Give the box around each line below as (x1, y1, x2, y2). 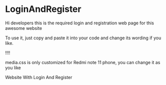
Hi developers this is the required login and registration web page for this (5, 20, 155, 26)
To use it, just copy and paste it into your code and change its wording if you (5, 35, 162, 41)
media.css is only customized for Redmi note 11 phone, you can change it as (5, 59, 161, 65)
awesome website (5, 25, 42, 31)
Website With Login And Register (5, 74, 73, 80)
